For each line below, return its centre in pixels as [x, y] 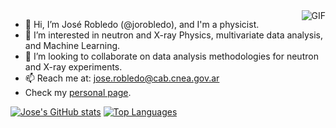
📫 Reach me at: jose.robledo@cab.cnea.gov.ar [122, 78]
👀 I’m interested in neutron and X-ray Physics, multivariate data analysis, [174, 35]
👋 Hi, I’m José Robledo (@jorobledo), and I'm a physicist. [142, 24]
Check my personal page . [78, 92]
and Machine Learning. [72, 45]
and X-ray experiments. [73, 67]
